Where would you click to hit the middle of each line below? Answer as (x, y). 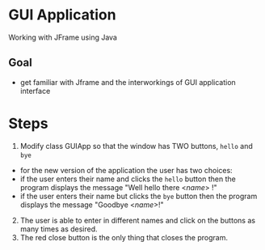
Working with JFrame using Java (63, 37)
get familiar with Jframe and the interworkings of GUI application (128, 82)
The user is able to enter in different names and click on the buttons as (138, 220)
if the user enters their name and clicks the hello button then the (128, 179)
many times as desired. (59, 229)
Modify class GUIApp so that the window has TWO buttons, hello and (136, 146)
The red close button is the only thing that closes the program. (124, 237)
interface (35, 91)
